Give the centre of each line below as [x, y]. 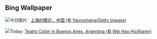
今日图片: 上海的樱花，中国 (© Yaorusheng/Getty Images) [68, 20]
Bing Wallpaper [29, 8]
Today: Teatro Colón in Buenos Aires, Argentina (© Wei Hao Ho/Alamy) [81, 31]
